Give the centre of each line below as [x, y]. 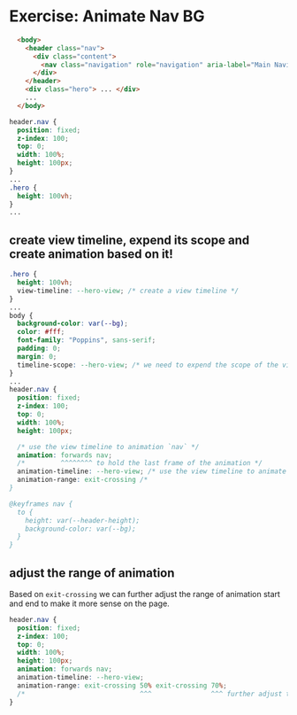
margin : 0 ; [37, 356]
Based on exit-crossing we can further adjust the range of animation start [145, 594]
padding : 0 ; [39, 348]
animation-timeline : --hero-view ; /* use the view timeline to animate [152, 471]
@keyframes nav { [41, 504]
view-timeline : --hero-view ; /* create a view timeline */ [128, 291]
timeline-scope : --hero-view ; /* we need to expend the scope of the [148, 365]
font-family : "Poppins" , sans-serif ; [87, 340]
